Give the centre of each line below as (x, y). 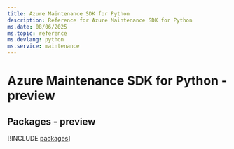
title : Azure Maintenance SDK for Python (69, 14)
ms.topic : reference (37, 33)
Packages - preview (51, 121)
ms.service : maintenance (43, 46)
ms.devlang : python (36, 40)
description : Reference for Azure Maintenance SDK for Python (100, 20)
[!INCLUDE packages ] (39, 138)
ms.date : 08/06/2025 (37, 27)
